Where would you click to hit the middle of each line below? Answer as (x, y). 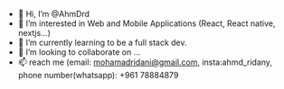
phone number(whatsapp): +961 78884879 (98, 75)
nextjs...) (34, 33)
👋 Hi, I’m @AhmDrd (54, 14)
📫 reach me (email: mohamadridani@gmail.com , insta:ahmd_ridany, (145, 62)
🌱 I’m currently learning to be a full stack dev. (102, 42)
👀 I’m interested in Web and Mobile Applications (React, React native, (147, 23)
